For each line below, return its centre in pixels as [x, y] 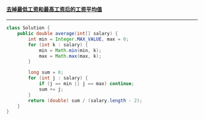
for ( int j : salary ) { [58, 78]
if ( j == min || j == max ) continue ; [87, 84]
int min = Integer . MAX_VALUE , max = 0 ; [79, 39]
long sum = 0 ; [46, 72]
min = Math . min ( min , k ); [70, 50]
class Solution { [28, 28]
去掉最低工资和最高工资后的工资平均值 [54, 9]
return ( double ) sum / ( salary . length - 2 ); [85, 100]
